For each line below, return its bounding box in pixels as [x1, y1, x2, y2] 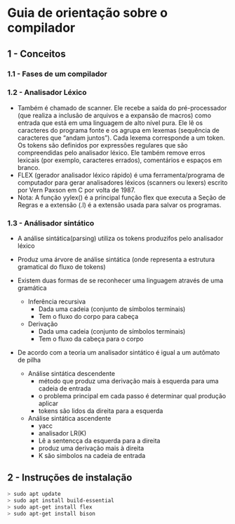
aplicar [38, 399, 58, 408]
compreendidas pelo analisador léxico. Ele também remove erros [17, 148, 206, 157]
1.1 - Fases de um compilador [7, 69, 107, 79]
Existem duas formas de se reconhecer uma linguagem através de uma [17, 276, 224, 285]
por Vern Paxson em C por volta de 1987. [17, 185, 135, 194]
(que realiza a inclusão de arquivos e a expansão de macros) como [17, 111, 212, 119]
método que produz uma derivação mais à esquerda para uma [38, 377, 219, 386]
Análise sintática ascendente [27, 414, 112, 423]
